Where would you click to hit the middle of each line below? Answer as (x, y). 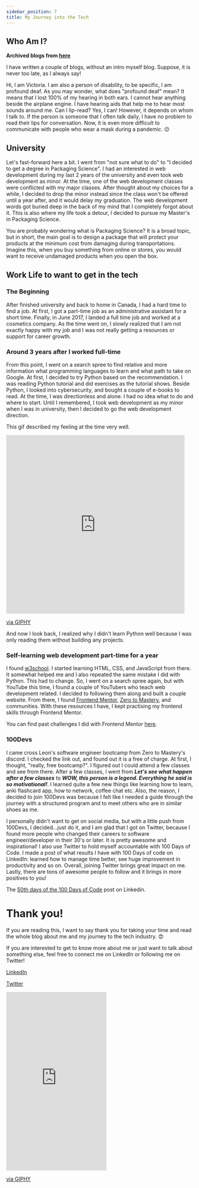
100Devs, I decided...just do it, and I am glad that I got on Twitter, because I (98, 827)
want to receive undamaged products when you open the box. (82, 256)
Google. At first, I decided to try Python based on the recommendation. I (94, 377)
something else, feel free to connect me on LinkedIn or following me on (93, 954)
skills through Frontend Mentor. (45, 712)
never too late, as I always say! (44, 74)
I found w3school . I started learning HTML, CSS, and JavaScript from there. (99, 668)
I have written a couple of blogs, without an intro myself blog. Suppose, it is (98, 67)
